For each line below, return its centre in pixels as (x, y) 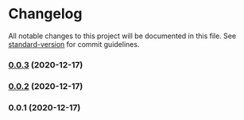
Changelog (45, 14)
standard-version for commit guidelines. (74, 44)
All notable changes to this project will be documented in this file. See (122, 36)
